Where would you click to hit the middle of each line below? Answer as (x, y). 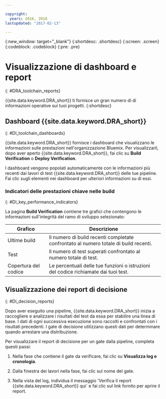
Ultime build (21, 240)
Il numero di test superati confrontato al (95, 251)
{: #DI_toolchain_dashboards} (35, 133)
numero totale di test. (73, 258)
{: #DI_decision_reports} (30, 301)
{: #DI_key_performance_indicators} (41, 202)
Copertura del (24, 266)
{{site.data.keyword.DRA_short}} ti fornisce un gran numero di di (71, 100)
